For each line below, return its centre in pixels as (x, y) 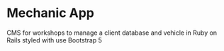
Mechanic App (51, 13)
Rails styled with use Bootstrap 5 (54, 40)
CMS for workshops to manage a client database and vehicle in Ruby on (112, 33)
